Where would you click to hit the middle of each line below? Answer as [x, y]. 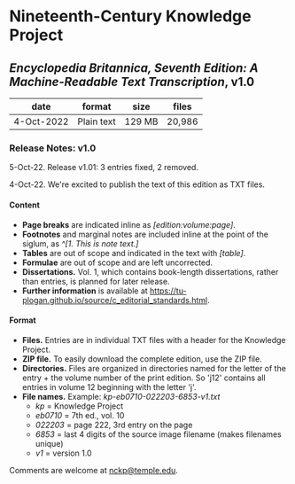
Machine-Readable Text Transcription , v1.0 [132, 82]
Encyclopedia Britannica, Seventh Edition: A [134, 68]
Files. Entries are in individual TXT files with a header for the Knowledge [154, 340]
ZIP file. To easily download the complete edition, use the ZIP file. [142, 359]
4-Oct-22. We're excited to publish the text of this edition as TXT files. [137, 184]
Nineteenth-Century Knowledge [130, 16]
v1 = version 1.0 [63, 453]
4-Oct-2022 [41, 121]
